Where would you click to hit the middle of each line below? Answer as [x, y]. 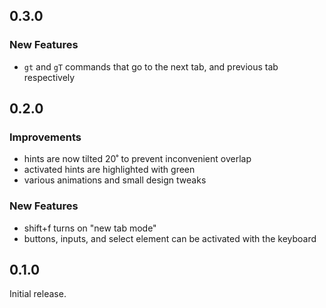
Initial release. [38, 294]
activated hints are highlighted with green [109, 170]
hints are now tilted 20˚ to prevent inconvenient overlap [137, 159]
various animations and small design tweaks [115, 180]
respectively [49, 77]
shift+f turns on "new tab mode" [90, 228]
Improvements [45, 137]
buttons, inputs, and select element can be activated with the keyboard [170, 238]
